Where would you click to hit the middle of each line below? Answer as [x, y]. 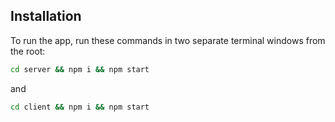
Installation [46, 16]
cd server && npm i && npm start [80, 69]
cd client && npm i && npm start [80, 107]
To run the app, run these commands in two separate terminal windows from [168, 40]
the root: [28, 51]
